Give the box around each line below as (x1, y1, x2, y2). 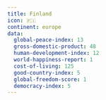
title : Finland (7, 10, 52, 18)
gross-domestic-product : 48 (13, 43, 97, 50)
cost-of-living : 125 (13, 63, 74, 70)
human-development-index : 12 (13, 50, 100, 57)
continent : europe (7, 23, 61, 30)
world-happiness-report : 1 (13, 56, 93, 63)
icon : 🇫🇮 (7, 17, 37, 24)
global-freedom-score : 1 (13, 75, 87, 83)
